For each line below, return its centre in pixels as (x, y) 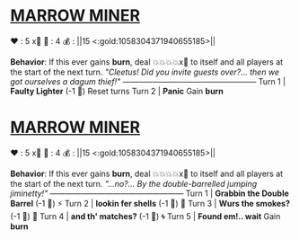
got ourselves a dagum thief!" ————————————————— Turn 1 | (148, 81)
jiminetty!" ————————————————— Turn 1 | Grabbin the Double (150, 193)
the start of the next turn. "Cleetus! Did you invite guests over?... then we (145, 72)
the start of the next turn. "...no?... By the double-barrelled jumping (134, 183)
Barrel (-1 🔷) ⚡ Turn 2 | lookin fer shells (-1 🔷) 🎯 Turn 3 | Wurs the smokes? (150, 203)
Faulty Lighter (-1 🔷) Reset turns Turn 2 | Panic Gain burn (117, 91)
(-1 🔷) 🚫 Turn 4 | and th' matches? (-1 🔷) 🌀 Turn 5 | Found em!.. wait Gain (145, 216)
